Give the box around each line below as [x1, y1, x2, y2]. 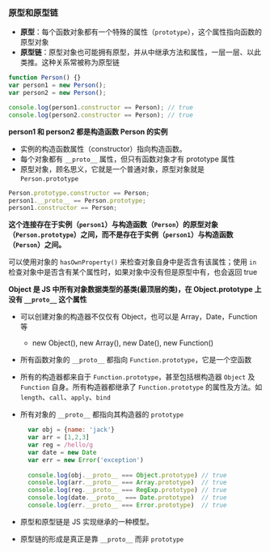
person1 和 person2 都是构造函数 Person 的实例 [8, 126, 168, 136]
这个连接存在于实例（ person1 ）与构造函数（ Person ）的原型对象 [8, 220, 219, 229]
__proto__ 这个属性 [23, 294, 87, 305]
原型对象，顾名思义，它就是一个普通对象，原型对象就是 [19, 164, 205, 173]
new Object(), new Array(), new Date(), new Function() [32, 338, 214, 348]
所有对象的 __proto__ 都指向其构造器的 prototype [19, 409, 184, 419]
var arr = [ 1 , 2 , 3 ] [27, 434, 90, 442]
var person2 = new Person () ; [8, 89, 107, 97]
